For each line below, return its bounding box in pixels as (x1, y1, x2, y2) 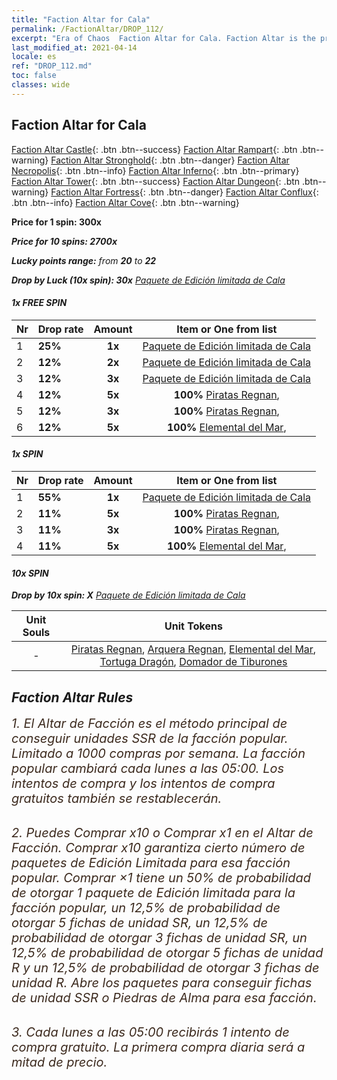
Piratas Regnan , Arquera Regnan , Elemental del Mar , (70, 642, 317, 656)
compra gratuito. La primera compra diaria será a (11, 1039, 306, 1055)
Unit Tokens (164, 619, 223, 633)
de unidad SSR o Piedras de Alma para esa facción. (11, 989, 318, 1006)
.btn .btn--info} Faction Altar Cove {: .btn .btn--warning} (11, 196, 240, 208)
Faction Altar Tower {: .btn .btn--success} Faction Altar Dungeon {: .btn (11, 175, 301, 187)
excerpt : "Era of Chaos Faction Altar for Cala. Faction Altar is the (11, 33, 316, 43)
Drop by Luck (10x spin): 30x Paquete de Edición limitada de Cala (11, 274, 286, 286)
